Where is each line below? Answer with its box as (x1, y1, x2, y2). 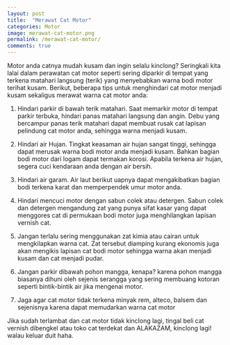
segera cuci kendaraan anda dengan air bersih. (17, 162, 153, 170)
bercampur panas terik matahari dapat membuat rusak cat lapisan (17, 119, 206, 127)
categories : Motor (7, 23, 60, 30)
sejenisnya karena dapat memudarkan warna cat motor (17, 303, 176, 311)
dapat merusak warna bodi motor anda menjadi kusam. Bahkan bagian (17, 147, 220, 155)
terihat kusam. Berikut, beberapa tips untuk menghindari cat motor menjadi (7, 84, 222, 92)
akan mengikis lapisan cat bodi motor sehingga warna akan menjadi (17, 247, 212, 255)
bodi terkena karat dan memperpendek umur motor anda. (17, 183, 182, 191)
